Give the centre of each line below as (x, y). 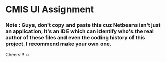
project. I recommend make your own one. (58, 44)
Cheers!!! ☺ (18, 55)
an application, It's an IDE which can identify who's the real (79, 31)
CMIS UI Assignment (50, 9)
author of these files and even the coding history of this (75, 38)
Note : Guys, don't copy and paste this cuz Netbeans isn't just (83, 25)
